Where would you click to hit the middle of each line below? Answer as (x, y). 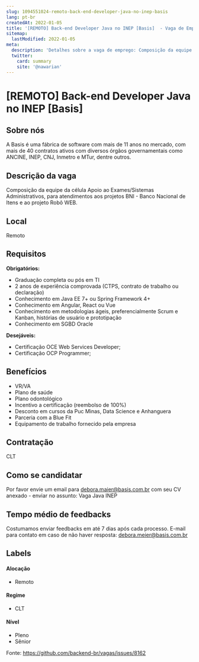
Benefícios (26, 372)
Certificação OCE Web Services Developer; (68, 346)
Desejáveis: (21, 335)
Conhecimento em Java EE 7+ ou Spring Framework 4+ (83, 298)
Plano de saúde (34, 392)
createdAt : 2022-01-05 (34, 23)
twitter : (22, 56)
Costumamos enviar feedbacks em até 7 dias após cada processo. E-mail (96, 529)
